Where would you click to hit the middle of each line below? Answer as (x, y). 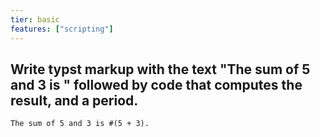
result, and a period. (74, 100)
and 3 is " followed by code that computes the (156, 84)
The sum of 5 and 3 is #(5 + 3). (80, 124)
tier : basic (35, 19)
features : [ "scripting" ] (62, 29)
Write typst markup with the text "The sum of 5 (160, 69)
